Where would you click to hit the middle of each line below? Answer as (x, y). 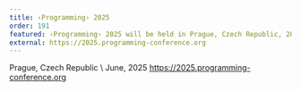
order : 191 (30, 26)
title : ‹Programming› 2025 (60, 17)
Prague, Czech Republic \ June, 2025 (78, 68)
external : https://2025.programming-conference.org (107, 42)
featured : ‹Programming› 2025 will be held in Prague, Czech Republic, (146, 34)
